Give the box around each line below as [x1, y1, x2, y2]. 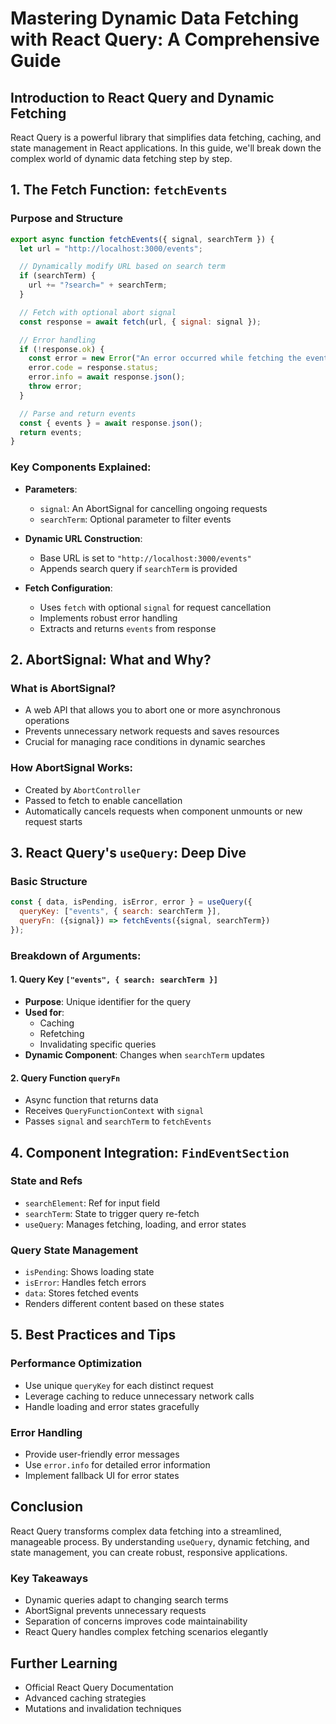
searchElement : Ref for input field [24, 1197, 161, 1209]
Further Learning [10, 1655, 118, 1672]
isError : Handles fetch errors [24, 1277, 147, 1289]
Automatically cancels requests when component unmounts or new [24, 805, 303, 817]
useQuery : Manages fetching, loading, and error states [24, 1218, 247, 1230]
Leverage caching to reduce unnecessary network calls [24, 1390, 255, 1402]
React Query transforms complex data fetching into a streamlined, [10, 1525, 282, 1537]
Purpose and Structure [10, 212, 123, 226]
